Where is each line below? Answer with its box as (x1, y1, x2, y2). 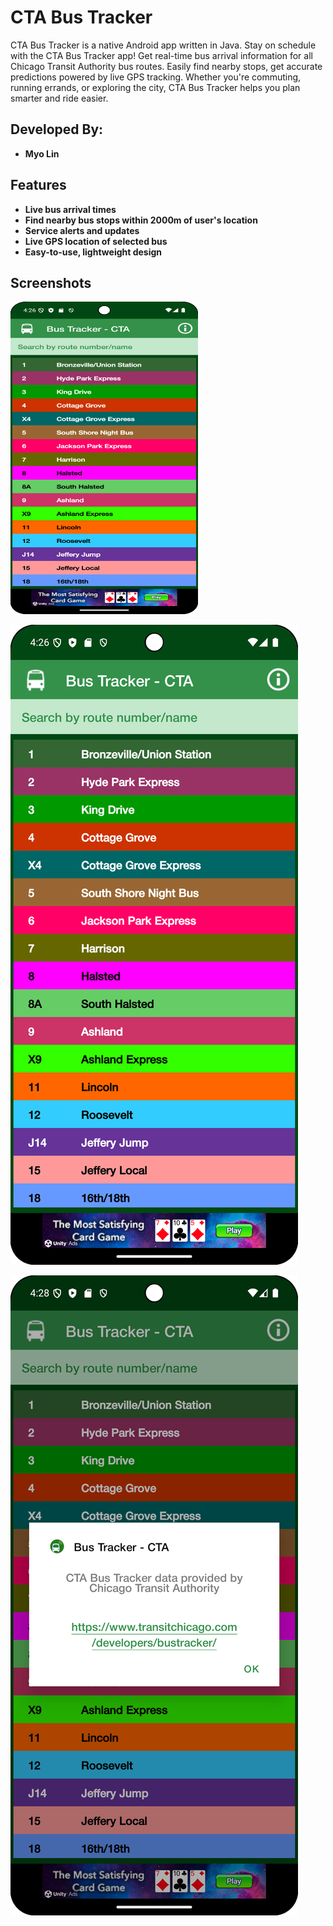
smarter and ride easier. (10, 92, 109, 104)
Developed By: (10, 121, 104, 138)
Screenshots (10, 274, 92, 291)
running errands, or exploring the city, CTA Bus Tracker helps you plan (10, 81, 301, 93)
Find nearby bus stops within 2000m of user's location (24, 214, 258, 226)
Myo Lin (24, 147, 60, 160)
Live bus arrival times (24, 203, 117, 215)
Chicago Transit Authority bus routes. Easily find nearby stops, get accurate (10, 60, 323, 72)
